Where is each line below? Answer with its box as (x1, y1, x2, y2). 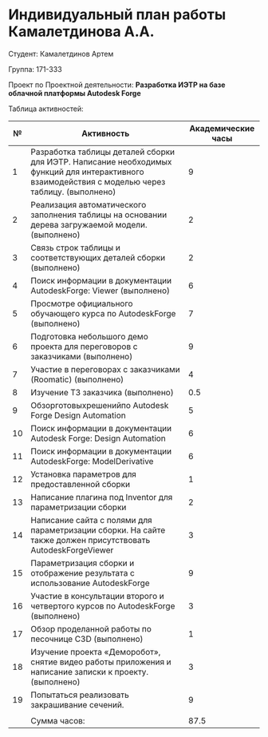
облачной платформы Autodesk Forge (8, 88, 141, 97)
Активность (81, 128, 130, 139)
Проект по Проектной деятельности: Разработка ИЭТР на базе (8, 80, 226, 89)
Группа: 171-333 (8, 64, 62, 73)
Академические (189, 122, 255, 133)
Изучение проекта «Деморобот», (30, 646, 161, 657)
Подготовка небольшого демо (30, 331, 149, 342)
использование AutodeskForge (30, 577, 150, 588)
